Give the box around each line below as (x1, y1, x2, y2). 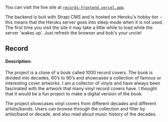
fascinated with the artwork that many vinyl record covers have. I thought (5, 85, 157, 91)
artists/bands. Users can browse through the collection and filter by (5, 105, 145, 111)
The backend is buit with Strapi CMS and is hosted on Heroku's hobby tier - (5, 14, 162, 19)
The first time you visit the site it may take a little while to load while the (5, 24, 153, 30)
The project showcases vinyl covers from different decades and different (5, 100, 156, 106)
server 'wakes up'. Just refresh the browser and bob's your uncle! (5, 30, 142, 35)
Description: (5, 58, 32, 64)
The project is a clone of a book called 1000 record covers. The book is (5, 69, 153, 75)
